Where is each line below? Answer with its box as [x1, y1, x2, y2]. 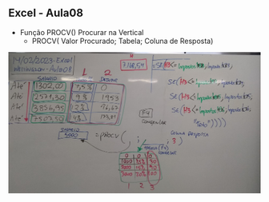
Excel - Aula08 [8, 6, 84, 20]
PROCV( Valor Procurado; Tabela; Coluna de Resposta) [31, 36, 214, 46]
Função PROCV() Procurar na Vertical [19, 27, 144, 37]
